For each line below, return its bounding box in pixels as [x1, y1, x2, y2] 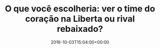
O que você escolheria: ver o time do [5, 3, 155, 14]
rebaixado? [56, 24, 104, 34]
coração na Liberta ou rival [25, 13, 135, 24]
